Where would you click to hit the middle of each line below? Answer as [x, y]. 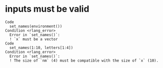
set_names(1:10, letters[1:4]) [41, 47]
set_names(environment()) [36, 26]
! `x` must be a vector [34, 39]
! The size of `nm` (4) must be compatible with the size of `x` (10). [84, 60]
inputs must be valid [47, 9]
